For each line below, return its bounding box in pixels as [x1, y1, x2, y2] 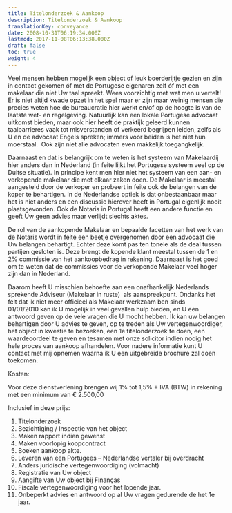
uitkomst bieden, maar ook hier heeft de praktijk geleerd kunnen [8, 118, 191, 126]
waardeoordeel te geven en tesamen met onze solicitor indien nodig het [8, 334, 213, 342]
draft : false [8, 42, 46, 49]
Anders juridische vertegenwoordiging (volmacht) [17, 461, 159, 470]
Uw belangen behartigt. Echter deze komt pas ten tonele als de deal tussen [8, 240, 222, 249]
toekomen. [8, 356, 39, 365]
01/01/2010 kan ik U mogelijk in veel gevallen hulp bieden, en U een [8, 304, 200, 313]
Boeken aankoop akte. [17, 446, 82, 454]
